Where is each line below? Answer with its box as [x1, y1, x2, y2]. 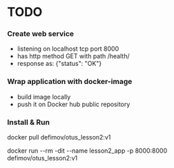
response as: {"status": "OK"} [17, 60, 102, 68]
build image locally [17, 92, 71, 101]
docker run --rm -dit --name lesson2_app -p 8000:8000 [7, 146, 168, 155]
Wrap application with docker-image [7, 77, 133, 87]
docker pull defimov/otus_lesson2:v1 [7, 133, 111, 142]
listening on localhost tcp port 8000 [17, 44, 119, 53]
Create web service [7, 29, 75, 39]
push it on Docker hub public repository [17, 100, 130, 108]
